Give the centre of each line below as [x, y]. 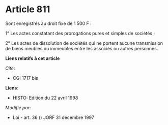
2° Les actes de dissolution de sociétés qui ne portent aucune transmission [84, 43]
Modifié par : [18, 107]
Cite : [10, 68]
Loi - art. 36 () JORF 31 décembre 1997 [53, 117]
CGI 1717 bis [25, 78]
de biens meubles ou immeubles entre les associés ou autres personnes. [82, 48]
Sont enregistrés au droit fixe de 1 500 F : [48, 23]
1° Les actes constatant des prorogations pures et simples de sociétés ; [80, 33]
